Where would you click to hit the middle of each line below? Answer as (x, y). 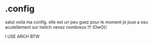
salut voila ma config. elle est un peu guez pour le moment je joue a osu (77, 22)
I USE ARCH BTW (22, 36)
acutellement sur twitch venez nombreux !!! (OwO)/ (56, 27)
